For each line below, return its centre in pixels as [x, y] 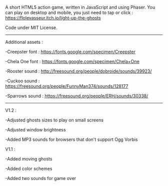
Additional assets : [24, 42]
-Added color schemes [29, 168]
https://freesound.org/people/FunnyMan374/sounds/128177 [67, 86]
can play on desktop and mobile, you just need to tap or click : [69, 13]
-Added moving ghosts [29, 159]
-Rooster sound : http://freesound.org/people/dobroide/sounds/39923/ [78, 71]
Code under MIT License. [31, 28]
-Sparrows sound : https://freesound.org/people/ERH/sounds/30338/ [77, 96]
